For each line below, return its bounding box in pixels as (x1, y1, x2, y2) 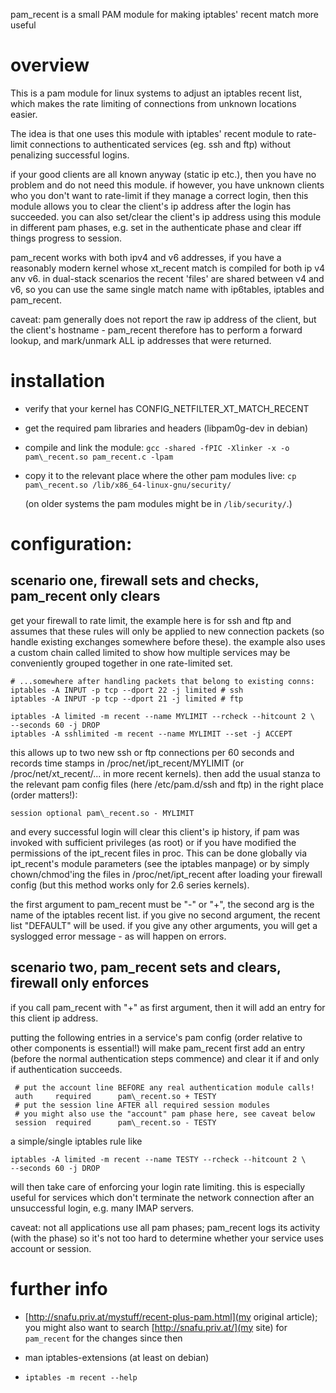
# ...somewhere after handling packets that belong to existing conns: (10, 676, 315, 686)
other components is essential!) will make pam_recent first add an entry (10, 1042, 306, 1054)
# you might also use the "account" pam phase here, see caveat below (14, 1109, 315, 1119)
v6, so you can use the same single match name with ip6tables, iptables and (10, 283, 325, 295)
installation (10, 370, 106, 393)
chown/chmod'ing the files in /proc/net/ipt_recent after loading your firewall (10, 868, 323, 880)
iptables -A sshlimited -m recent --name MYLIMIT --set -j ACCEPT (10, 729, 293, 739)
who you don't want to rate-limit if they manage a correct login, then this (10, 189, 309, 201)
